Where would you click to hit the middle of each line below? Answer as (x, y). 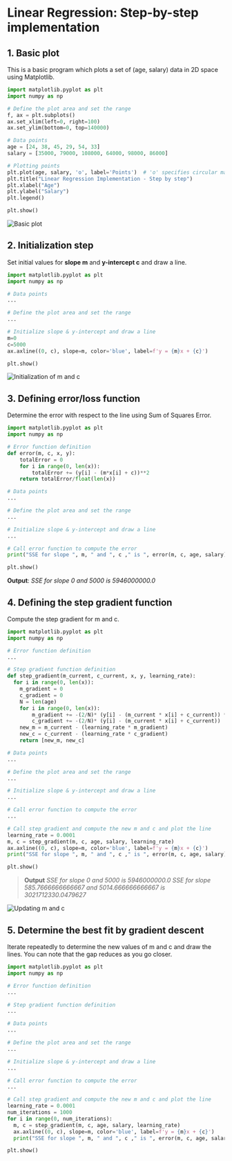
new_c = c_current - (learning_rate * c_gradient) (94, 734)
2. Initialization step (50, 246)
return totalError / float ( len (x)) (68, 479)
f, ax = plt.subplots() (41, 115)
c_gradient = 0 (41, 695)
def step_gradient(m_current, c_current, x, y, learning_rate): (101, 676)
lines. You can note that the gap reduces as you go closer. (90, 954)
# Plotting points (33, 166)
